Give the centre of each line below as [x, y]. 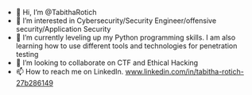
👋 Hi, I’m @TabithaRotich [56, 12]
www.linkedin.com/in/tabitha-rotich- [184, 72]
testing [27, 54]
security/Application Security [63, 29]
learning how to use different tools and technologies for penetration [126, 46]
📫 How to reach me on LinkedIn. [70, 72]
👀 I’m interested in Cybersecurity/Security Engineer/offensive [116, 21]
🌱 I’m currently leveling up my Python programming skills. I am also [126, 37]
